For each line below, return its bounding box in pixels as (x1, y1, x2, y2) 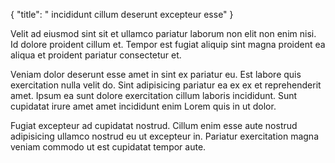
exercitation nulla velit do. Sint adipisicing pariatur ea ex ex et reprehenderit (10, 79, 322, 91)
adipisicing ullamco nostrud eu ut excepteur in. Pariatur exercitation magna (10, 130, 319, 142)
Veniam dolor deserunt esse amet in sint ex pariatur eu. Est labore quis (10, 69, 302, 80)
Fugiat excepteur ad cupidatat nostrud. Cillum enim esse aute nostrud (10, 120, 298, 131)
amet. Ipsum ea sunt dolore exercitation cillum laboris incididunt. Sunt (10, 90, 298, 101)
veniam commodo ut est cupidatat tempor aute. (10, 141, 207, 153)
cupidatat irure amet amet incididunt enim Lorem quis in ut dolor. (10, 100, 277, 112)
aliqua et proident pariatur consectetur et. (10, 49, 182, 61)
